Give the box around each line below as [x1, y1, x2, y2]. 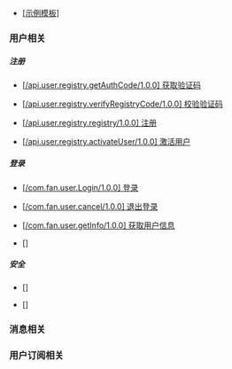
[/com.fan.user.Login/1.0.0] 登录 [21, 182, 139, 192]
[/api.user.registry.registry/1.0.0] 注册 [21, 117, 158, 128]
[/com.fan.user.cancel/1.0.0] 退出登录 [21, 200, 159, 211]
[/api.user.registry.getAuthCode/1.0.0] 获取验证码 [21, 79, 201, 90]
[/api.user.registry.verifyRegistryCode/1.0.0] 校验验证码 [21, 98, 223, 109]
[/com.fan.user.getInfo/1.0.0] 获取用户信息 [21, 220, 175, 231]
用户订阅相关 [9, 349, 65, 361]
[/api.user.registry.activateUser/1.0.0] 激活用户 [21, 136, 191, 146]
